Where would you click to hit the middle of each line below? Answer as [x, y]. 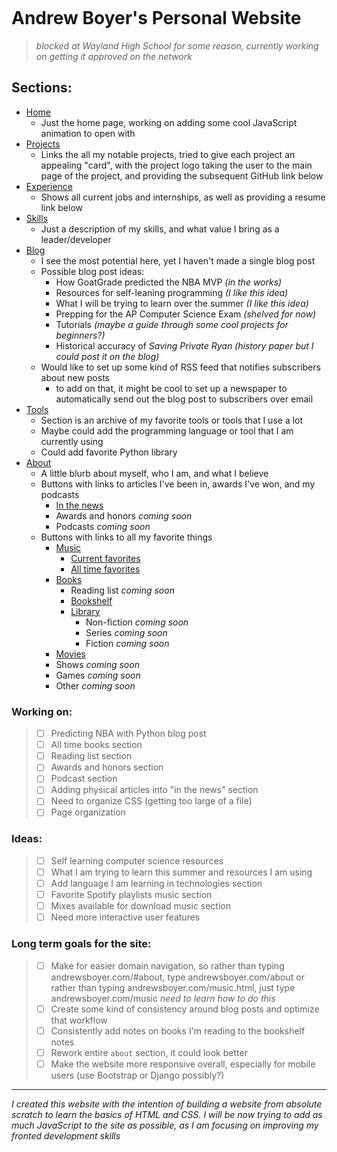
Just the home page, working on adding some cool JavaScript [169, 122]
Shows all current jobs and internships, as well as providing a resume [183, 197]
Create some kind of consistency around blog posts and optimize [185, 1009]
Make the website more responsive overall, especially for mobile [183, 1064]
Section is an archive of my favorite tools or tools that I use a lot [172, 420]
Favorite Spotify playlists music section [131, 895]
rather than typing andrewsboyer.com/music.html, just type [173, 987]
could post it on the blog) [107, 356]
